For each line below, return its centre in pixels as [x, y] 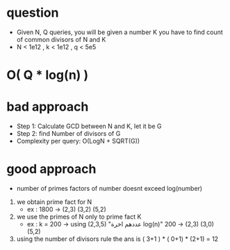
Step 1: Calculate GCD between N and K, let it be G [89, 126]
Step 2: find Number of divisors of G [68, 134]
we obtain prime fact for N [54, 202]
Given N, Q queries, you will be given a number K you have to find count [120, 32]
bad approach [48, 107]
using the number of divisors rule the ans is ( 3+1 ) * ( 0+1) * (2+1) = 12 [117, 239]
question [33, 13]
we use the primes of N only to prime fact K [79, 217]
